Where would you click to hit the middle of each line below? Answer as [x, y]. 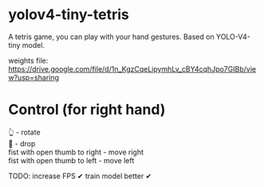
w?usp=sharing [34, 77]
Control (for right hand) [87, 110]
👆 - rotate [25, 132]
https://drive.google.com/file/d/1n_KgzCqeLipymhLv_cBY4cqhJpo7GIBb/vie [132, 68]
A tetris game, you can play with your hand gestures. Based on [111, 37]
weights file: [28, 60]
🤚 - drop [22, 143]
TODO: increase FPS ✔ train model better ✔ [80, 176]
